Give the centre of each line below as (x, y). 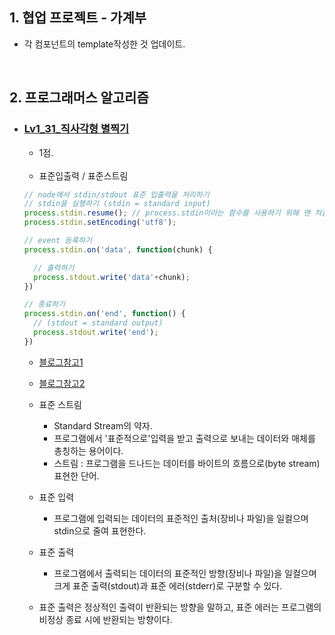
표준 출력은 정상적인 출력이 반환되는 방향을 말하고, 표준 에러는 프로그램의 (180, 607)
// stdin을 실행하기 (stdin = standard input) (117, 204)
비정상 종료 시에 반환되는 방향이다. (105, 619)
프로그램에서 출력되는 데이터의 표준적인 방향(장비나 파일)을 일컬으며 (185, 573)
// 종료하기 (44, 304)
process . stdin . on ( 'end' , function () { (104, 314)
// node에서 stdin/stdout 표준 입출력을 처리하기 (116, 194)
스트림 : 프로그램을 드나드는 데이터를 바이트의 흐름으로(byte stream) (187, 463)
